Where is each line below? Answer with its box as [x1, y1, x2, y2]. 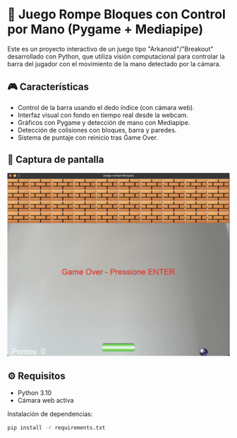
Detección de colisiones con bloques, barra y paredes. [17, 126, 177, 134]
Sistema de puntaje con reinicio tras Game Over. [17, 133, 159, 142]
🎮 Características [7, 81, 90, 93]
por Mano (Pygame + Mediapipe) [7, 21, 203, 37]
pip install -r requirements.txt [7, 425, 106, 432]
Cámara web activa [17, 396, 74, 405]
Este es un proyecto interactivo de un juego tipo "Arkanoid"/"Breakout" [7, 44, 214, 53]
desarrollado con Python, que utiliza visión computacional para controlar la [7, 52, 226, 61]
